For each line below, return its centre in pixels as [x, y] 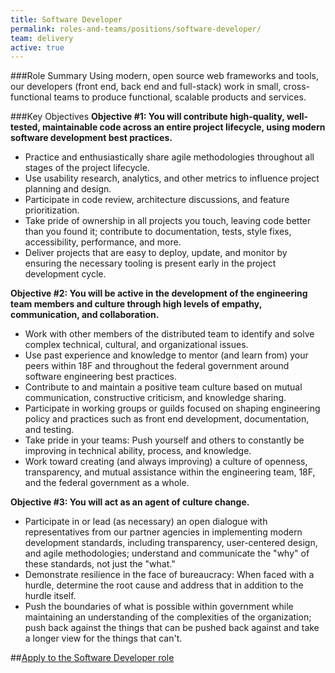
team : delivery [42, 38]
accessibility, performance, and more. [103, 242]
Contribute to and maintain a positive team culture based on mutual [163, 387]
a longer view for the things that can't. [103, 638]
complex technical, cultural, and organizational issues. [136, 345]
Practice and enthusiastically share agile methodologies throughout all [169, 157]
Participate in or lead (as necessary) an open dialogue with [146, 522]
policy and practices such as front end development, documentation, [167, 419]
